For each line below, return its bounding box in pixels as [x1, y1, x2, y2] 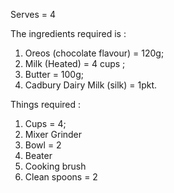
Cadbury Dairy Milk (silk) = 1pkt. [24, 79, 158, 91]
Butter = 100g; [24, 69, 84, 80]
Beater [24, 150, 53, 161]
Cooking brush [24, 160, 87, 172]
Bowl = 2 [24, 139, 62, 151]
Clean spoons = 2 [24, 171, 98, 183]
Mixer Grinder [24, 129, 83, 140]
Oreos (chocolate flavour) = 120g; [24, 47, 165, 59]
